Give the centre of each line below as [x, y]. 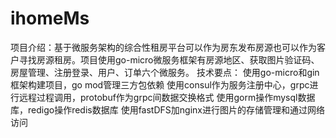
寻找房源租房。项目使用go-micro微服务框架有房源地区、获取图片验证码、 [169, 59]
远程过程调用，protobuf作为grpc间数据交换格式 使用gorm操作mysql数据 [167, 97]
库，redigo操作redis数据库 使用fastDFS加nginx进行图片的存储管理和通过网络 [167, 109]
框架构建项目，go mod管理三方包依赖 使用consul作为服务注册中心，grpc [160, 84]
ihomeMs [50, 18]
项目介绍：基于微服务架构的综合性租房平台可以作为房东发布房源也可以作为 [163, 47]
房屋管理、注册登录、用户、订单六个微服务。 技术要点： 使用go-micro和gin [165, 72]
